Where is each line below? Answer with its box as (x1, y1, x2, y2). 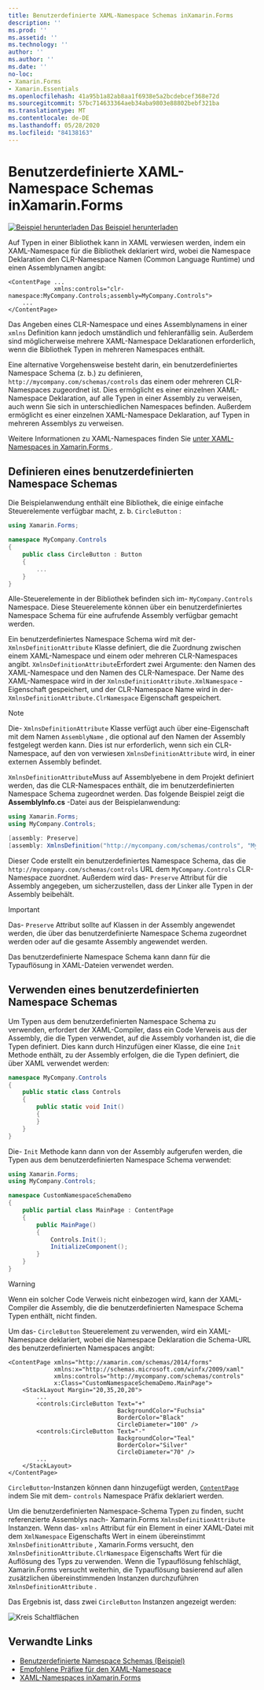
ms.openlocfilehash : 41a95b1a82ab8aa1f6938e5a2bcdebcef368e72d (8, 92, 220, 100)
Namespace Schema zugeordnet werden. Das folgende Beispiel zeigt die (8, 789, 245, 798)
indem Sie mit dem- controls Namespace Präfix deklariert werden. (8, 1491, 225, 1500)
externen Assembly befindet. (8, 758, 102, 767)
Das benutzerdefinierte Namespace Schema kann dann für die (8, 951, 211, 962)
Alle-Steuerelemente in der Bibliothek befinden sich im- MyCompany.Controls (8, 594, 253, 604)
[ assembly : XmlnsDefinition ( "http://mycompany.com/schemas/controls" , (8, 842, 244, 850)
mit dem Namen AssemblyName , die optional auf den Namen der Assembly (8, 732, 246, 742)
